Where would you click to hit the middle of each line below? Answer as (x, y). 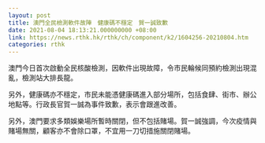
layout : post (30, 15)
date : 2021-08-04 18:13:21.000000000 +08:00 (82, 30)
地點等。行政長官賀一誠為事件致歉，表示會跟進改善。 (95, 104)
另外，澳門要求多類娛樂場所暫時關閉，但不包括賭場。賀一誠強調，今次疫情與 (132, 121)
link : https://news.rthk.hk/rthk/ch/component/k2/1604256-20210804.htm (128, 37)
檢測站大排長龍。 (49, 78)
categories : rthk (37, 45)
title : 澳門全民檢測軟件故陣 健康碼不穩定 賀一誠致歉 (88, 23)
